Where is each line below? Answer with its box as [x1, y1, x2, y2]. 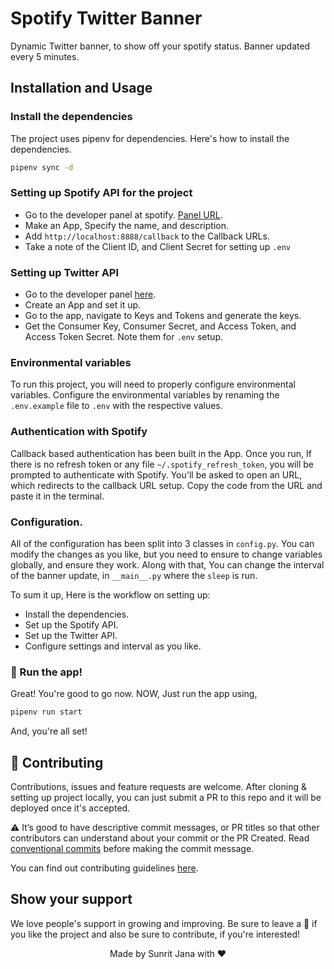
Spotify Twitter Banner [10, 7, 203, 30]
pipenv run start [10, 707, 83, 717]
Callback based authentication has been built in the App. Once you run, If [10, 447, 312, 459]
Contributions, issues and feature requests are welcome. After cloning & [10, 780, 307, 792]
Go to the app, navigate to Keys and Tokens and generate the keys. [24, 310, 302, 322]
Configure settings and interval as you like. [24, 640, 202, 652]
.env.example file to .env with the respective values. [10, 400, 223, 412]
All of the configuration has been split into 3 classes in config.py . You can [10, 537, 315, 549]
